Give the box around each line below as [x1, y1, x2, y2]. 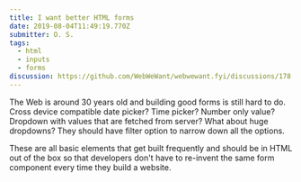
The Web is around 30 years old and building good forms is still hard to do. [9, 96, 286, 107]
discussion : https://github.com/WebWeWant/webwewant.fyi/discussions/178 [9, 72, 292, 81]
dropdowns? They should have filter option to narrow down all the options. [9, 125, 285, 136]
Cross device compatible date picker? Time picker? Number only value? [9, 105, 276, 117]
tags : [9, 38, 30, 48]
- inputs [17, 55, 50, 64]
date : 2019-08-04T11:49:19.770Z [9, 22, 130, 31]
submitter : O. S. [9, 30, 75, 39]
